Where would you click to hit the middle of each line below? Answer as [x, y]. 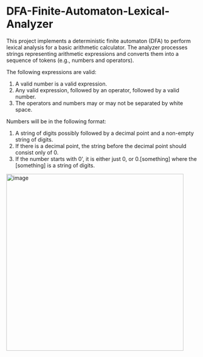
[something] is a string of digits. [55, 165]
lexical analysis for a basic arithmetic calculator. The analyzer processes [97, 47]
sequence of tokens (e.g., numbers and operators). [70, 60]
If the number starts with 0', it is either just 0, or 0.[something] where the [106, 158]
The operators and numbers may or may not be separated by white [99, 103]
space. [23, 109]
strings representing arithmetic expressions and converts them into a [93, 53]
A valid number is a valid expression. [61, 84]
